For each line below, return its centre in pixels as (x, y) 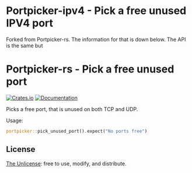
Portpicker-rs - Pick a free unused (90, 69)
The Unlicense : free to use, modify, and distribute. (66, 163)
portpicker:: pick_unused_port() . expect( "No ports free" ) (77, 131)
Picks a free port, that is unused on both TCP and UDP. (72, 109)
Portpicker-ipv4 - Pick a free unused (96, 11)
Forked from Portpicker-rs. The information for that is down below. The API (96, 39)
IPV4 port (30, 23)
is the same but (25, 46)
